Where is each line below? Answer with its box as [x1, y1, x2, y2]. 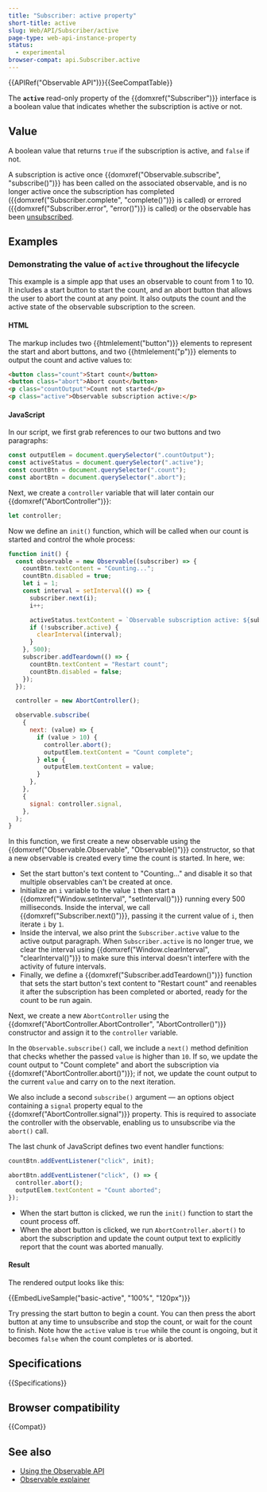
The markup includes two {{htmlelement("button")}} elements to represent [8, 338, 253, 348]
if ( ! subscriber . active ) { [29, 624, 119, 631]
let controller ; [8, 511, 62, 519]
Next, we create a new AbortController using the [8, 1011, 169, 1020]
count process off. [19, 1216, 80, 1226]
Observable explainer [19, 1475, 91, 1484]
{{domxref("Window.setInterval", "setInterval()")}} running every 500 [19, 894, 246, 903]
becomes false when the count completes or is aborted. [8, 1334, 193, 1343]
